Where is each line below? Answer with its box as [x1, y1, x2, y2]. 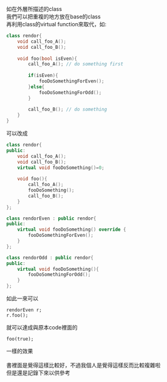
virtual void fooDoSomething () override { [17, 226, 126, 233]
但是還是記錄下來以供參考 [6, 369, 70, 377]
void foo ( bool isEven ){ [17, 56, 78, 62]
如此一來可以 [6, 295, 38, 302]
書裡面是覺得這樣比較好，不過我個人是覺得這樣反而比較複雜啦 [6, 362, 161, 369]
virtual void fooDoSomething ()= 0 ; [17, 164, 104, 171]
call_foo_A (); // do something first [28, 61, 123, 67]
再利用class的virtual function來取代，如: [6, 21, 107, 27]
